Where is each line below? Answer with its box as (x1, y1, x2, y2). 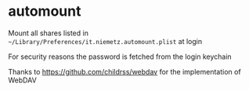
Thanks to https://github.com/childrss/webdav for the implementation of (8, 67, 241, 76)
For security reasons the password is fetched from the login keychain (8, 52, 233, 61)
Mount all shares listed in (8, 28, 88, 38)
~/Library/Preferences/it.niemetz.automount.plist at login (8, 36, 202, 45)
